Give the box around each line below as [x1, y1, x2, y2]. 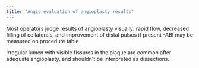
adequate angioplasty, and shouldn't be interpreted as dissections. [6, 55, 170, 62]
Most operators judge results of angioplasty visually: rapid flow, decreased [6, 25, 189, 32]
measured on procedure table [6, 37, 79, 44]
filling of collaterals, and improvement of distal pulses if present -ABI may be [6, 31, 193, 38]
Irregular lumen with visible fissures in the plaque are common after [6, 48, 172, 56]
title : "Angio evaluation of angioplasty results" [6, 8, 134, 15]
